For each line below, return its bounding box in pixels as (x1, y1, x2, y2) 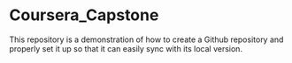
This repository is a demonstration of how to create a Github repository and (9, 34, 284, 45)
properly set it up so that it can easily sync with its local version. (9, 43, 243, 53)
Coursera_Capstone (9, 5, 159, 25)
